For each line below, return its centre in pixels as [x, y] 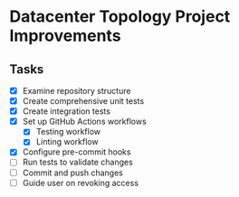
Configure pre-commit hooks [76, 152]
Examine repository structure [76, 91]
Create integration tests [67, 111]
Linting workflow [67, 142]
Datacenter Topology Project [120, 17]
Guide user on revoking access [80, 183]
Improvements [65, 36]
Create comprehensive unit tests [83, 101]
